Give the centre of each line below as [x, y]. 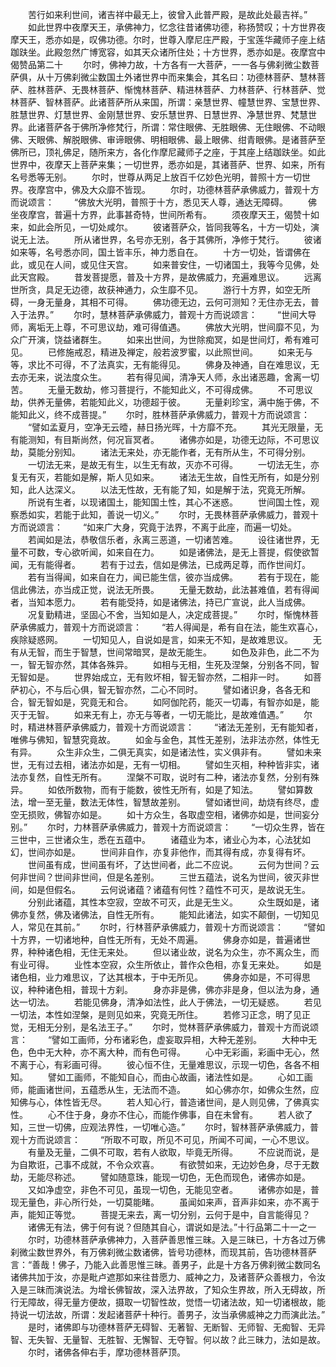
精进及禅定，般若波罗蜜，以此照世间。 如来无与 [206, 352]
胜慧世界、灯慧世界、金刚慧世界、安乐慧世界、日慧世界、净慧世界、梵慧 [159, 114]
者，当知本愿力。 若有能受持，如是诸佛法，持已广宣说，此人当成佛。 [160, 602]
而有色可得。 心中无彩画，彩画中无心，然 [226, 1052]
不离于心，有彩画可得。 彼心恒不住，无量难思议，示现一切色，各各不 [160, 1064]
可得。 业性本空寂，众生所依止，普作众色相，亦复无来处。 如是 [174, 964]
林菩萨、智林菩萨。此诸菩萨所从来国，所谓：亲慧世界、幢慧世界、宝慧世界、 [168, 102]
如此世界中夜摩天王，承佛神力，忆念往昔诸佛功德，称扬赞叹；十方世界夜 [176, 27]
